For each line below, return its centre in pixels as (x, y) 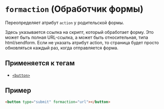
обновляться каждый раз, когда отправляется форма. (62, 48)
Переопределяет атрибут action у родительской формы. (65, 23)
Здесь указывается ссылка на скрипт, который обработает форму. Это (80, 32)
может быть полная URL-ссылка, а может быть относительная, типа (77, 37)
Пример (18, 91)
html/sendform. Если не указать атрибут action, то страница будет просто (82, 42)
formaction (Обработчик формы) (74, 9)
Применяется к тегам (40, 63)
